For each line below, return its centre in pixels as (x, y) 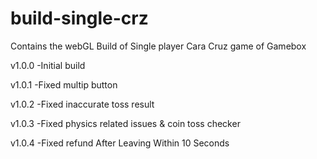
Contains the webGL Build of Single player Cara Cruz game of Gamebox (158, 46)
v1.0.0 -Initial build (48, 65)
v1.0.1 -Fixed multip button (64, 84)
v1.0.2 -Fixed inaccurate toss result (82, 104)
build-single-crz (79, 18)
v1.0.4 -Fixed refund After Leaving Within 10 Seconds (120, 143)
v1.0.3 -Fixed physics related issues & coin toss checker (125, 123)
